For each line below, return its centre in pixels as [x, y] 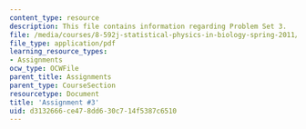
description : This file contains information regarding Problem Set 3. [148, 26]
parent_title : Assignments [61, 77]
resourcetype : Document [55, 94]
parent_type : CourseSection [63, 85]
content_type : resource [55, 18]
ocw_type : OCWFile [44, 69]
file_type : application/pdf [63, 43]
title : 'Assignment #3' [55, 102]
